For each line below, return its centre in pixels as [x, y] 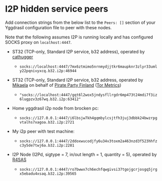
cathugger [22, 56]
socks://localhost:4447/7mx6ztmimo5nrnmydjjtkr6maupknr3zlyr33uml [88, 67]
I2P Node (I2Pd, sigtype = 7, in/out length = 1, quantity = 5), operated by [84, 154]
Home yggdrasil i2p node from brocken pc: [55, 108]
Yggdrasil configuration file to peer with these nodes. [59, 27]
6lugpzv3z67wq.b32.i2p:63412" [50, 99]
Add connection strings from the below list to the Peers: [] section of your [80, 22]
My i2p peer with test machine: [43, 131]
